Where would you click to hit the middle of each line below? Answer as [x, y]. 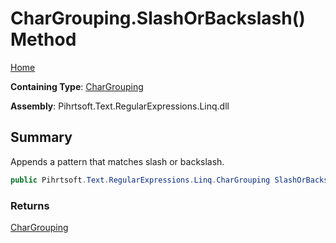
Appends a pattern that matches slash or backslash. [117, 161]
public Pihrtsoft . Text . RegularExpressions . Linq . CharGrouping [140, 180]
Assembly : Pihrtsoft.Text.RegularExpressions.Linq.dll [120, 106]
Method [43, 39]
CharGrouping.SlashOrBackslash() [158, 18]
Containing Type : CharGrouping [77, 86]
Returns [30, 205]
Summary [41, 137]
